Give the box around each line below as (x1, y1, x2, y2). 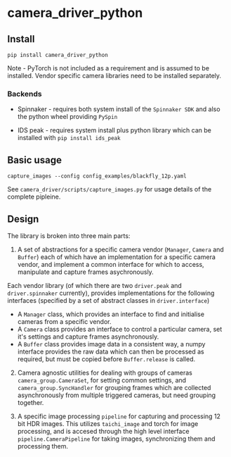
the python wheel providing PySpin (17, 113, 118, 121)
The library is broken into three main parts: (7, 231, 131, 240)
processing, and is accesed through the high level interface (17, 427, 190, 435)
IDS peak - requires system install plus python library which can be (17, 126, 212, 134)
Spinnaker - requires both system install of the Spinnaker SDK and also (17, 105, 220, 113)
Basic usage (7, 154, 62, 166)
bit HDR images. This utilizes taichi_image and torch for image (17, 419, 199, 427)
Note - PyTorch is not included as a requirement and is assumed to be (7, 64, 209, 72)
